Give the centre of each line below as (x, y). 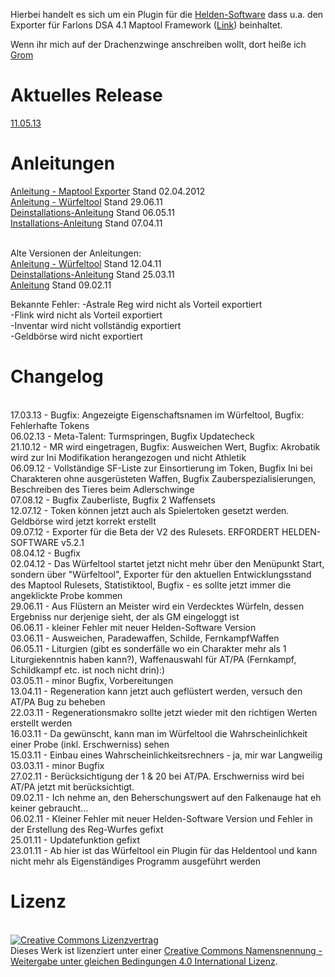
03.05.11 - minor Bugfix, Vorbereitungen (92, 680)
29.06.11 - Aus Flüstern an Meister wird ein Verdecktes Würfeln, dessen (157, 606)
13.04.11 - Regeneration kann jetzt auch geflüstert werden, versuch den (156, 691)
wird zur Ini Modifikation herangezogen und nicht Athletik (128, 457)
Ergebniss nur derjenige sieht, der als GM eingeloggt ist (125, 616)
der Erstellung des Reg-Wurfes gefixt (87, 829)
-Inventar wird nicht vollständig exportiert (96, 325)
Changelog (57, 376)
